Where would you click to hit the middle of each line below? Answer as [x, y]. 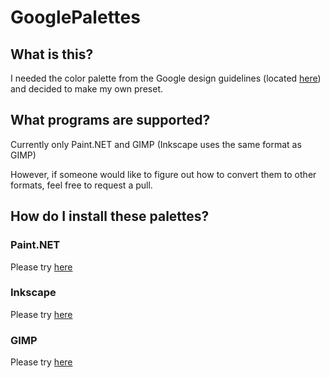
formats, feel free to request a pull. [81, 185]
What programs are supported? [110, 120]
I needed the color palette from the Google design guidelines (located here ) [166, 78]
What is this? [52, 54]
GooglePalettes [75, 17]
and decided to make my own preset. [86, 89]
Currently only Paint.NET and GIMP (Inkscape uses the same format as [156, 144]
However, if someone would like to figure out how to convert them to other [163, 174]
